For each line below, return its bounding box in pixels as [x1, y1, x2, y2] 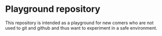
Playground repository [5, 3, 100, 15]
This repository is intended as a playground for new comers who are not [5, 20, 154, 26]
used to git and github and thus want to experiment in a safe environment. [5, 25, 157, 31]
